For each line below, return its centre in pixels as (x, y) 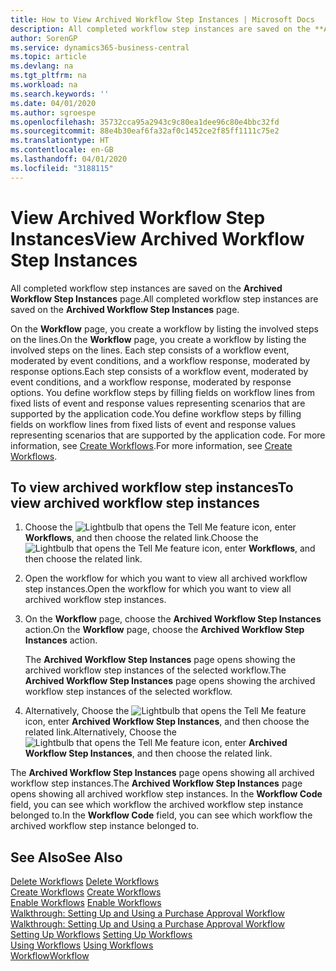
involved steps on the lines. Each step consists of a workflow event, (150, 350)
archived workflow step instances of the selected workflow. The (155, 670)
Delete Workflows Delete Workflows (85, 882)
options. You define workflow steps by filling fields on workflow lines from (163, 392)
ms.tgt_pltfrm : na (48, 76)
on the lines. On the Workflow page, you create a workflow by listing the (158, 339)
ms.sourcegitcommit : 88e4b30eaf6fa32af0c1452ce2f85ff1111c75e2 (145, 131)
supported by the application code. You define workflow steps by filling (156, 413)
